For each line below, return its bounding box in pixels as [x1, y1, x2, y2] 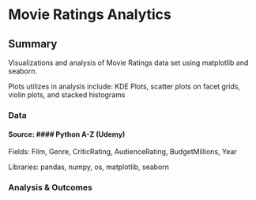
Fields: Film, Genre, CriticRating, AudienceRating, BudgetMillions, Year [8, 147, 237, 157]
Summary [8, 37, 58, 51]
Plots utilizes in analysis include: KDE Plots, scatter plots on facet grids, [8, 81, 241, 91]
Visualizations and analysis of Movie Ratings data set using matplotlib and [8, 58, 249, 67]
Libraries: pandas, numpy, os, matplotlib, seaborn [8, 162, 170, 172]
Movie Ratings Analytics [8, 6, 172, 24]
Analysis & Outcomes [8, 182, 92, 193]
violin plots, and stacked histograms [8, 90, 126, 100]
